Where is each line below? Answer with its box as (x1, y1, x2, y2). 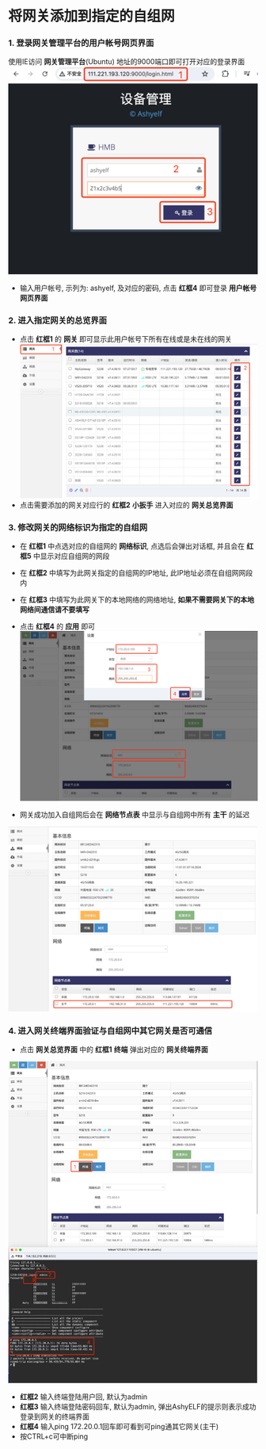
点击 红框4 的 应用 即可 (19, 621, 96, 631)
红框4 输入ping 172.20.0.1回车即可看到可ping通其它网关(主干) (19, 1422, 219, 1432)
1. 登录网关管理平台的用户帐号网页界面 (8, 37, 154, 48)
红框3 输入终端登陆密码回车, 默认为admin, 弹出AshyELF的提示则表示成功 (19, 1402, 256, 1412)
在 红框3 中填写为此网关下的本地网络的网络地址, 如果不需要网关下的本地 (19, 595, 255, 605)
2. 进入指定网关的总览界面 (8, 315, 108, 326)
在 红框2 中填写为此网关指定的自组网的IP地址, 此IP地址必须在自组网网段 (19, 568, 253, 578)
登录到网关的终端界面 (19, 1412, 89, 1421)
